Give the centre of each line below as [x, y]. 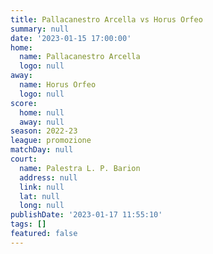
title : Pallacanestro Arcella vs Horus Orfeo [106, 19]
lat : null [39, 196]
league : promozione [51, 141]
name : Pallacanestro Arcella [80, 57]
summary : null [40, 29]
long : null [42, 206]
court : [24, 159]
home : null [42, 112]
